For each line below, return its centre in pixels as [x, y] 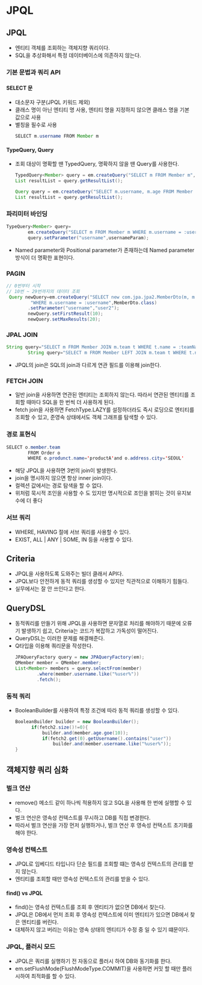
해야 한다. [26, 832]
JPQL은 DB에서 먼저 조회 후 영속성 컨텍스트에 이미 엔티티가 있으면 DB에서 [102, 915]
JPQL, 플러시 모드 [31, 947]
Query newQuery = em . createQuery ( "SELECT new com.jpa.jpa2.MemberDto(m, [99, 297]
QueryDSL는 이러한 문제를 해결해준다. [60, 638]
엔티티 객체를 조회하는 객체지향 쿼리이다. [62, 48]
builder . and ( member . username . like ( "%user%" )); [112, 744]
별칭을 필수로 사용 [36, 125]
